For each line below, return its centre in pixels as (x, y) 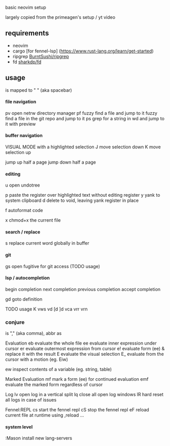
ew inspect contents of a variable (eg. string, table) (59, 370)
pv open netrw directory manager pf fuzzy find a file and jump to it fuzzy (81, 113)
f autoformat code (24, 211)
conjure (15, 322)
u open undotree (23, 185)
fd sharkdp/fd (27, 62)
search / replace (23, 232)
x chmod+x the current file (33, 220)
